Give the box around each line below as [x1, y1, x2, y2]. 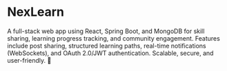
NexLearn [7, 4, 64, 20]
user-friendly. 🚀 [7, 56, 52, 64]
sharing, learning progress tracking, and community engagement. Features [7, 34, 221, 42]
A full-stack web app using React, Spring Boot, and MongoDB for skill [7, 27, 205, 35]
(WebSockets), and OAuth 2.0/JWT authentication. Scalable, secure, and [7, 49, 214, 57]
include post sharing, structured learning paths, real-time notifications [7, 41, 206, 50]
